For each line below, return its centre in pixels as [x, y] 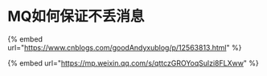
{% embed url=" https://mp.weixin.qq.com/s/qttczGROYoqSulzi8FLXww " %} [133, 63]
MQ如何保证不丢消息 [76, 16]
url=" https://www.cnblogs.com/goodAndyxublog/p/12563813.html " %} [125, 47]
